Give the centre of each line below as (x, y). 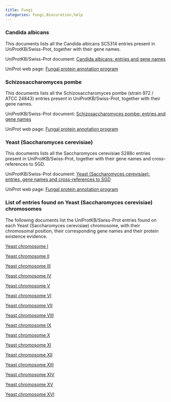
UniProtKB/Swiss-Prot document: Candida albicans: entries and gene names (85, 59)
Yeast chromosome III (28, 266)
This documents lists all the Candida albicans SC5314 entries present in (80, 43)
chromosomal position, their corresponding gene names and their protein (82, 231)
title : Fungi (19, 10)
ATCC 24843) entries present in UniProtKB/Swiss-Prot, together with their (83, 99)
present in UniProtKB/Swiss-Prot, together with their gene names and (78, 159)
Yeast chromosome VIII (30, 315)
